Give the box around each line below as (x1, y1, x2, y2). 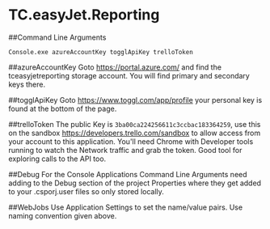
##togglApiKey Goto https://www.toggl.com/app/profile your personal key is (8, 95, 263, 104)
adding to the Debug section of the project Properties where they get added (8, 178, 261, 188)
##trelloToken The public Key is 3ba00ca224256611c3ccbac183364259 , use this (8, 119, 261, 129)
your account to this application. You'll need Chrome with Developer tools (8, 136, 254, 146)
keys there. (8, 79, 46, 89)
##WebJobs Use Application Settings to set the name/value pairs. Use (8, 202, 243, 212)
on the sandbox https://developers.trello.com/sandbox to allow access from (8, 128, 261, 138)
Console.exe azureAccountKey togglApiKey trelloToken (8, 48, 194, 56)
